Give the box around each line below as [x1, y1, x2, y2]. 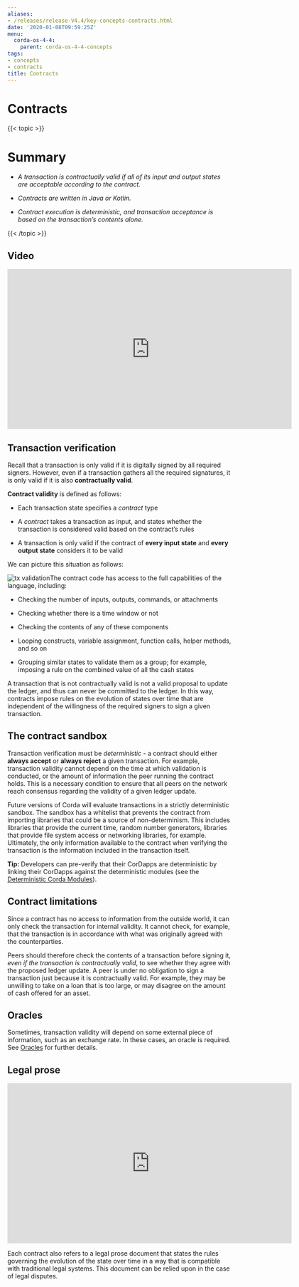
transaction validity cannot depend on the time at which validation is [7, 764, 207, 772]
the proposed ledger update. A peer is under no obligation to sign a [7, 966, 205, 975]
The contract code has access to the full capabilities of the [49, 574, 222, 582]
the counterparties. [7, 937, 64, 945]
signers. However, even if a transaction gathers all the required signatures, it [7, 468, 231, 477]
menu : [7, 30, 23, 38]
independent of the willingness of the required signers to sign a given [7, 702, 211, 710]
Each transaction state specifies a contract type [17, 503, 158, 512]
